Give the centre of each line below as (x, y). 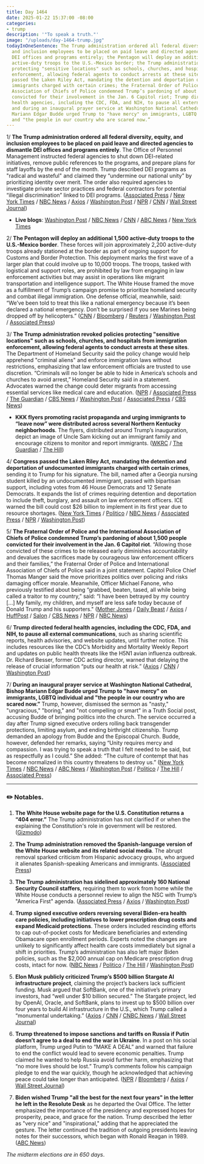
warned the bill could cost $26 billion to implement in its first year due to (97, 507)
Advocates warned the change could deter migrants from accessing (92, 386)
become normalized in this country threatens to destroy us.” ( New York (95, 762)
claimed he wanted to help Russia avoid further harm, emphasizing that (104, 1059)
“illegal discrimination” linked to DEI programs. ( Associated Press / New (96, 195)
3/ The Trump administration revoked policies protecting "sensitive (93, 334)
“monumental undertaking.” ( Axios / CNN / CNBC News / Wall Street (100, 1015)
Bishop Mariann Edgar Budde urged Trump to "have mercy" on (87, 691)
